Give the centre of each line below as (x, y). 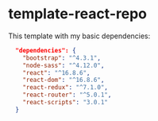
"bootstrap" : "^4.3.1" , (62, 58)
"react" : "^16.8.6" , (56, 72)
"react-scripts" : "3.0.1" (66, 103)
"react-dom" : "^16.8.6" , (64, 80)
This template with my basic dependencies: (79, 36)
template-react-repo (77, 14)
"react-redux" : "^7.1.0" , (66, 88)
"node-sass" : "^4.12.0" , (64, 65)
